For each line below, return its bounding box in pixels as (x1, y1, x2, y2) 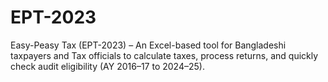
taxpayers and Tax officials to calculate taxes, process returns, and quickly (10, 49, 319, 61)
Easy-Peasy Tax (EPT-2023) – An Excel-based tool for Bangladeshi (10, 39, 287, 51)
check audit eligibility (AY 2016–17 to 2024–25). (10, 60, 205, 72)
